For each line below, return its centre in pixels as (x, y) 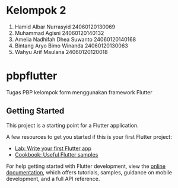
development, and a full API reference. (53, 179)
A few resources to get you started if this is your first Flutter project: (89, 136)
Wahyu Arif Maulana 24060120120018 (61, 52)
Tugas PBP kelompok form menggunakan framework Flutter (79, 92)
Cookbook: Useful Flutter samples (56, 154)
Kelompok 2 (36, 10)
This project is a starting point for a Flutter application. (72, 125)
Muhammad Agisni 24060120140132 (59, 33)
